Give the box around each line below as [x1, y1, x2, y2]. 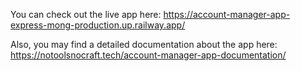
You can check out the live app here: [10, 9, 162, 20]
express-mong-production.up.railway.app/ [10, 19, 186, 31]
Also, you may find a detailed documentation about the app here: [10, 39, 278, 50]
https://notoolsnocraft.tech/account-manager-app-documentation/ [10, 49, 287, 61]
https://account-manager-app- [163, 9, 291, 20]
